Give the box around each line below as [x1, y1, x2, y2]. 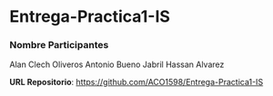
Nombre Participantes [9, 39, 109, 52]
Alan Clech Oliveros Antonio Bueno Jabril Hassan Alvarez [9, 59, 225, 70]
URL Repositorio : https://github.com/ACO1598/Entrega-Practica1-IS [9, 77, 264, 88]
